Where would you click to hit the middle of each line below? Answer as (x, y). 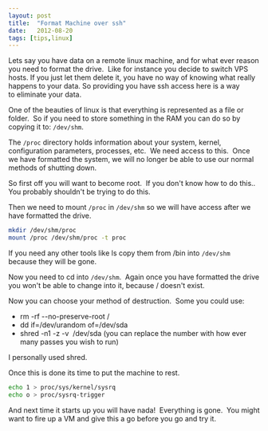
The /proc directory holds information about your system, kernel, (115, 142)
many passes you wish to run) (69, 342)
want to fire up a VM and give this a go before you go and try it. (112, 418)
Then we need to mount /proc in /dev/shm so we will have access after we (130, 208)
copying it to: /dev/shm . (46, 127)
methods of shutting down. (53, 168)
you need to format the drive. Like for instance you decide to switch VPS (128, 69)
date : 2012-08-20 (41, 30)
